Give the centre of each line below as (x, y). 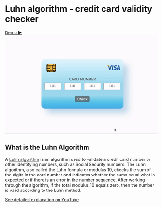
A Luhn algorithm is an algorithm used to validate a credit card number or (78, 159)
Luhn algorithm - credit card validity (79, 9)
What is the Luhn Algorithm (47, 148)
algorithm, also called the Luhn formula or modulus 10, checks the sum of (78, 169)
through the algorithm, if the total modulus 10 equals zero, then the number (80, 185)
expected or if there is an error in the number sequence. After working (75, 180)
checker (22, 19)
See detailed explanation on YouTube (42, 199)
